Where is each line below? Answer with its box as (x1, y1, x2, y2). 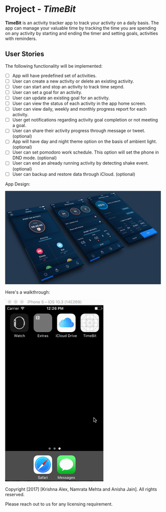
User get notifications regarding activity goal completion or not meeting (12, 117, 158, 123)
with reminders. (5, 36, 37, 42)
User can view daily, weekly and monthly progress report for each (12, 106, 147, 112)
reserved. (5, 491, 25, 497)
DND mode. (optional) (12, 155, 57, 161)
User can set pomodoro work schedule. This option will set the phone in (12, 149, 159, 155)
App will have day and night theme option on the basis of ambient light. (12, 138, 157, 144)
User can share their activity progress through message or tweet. (12, 128, 146, 134)
